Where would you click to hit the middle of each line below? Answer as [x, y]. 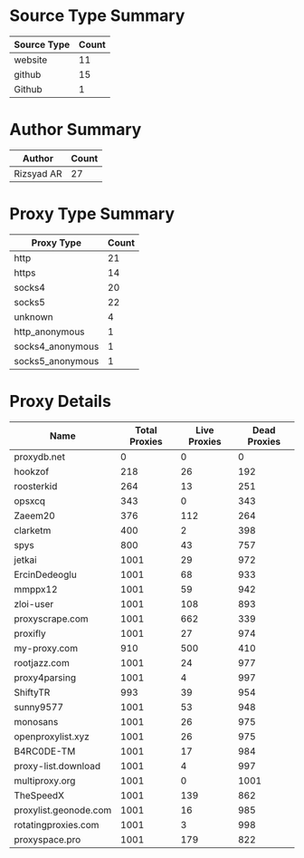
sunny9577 [39, 707]
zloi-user [34, 603]
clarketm [33, 530]
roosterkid [36, 486]
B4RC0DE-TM [45, 751]
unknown [33, 316]
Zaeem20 [35, 516]
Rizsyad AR [38, 173]
